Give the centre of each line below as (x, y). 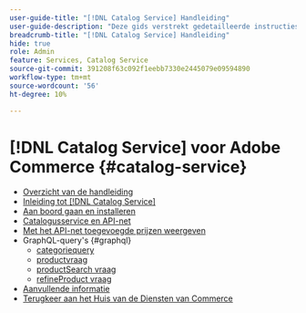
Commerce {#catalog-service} (128, 167)
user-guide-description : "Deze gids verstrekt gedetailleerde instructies (154, 26)
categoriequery (65, 250)
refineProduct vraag (74, 279)
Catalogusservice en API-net (77, 221)
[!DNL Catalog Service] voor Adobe (145, 147)
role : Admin (32, 52)
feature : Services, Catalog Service (79, 60)
